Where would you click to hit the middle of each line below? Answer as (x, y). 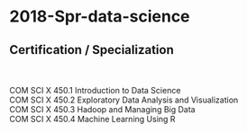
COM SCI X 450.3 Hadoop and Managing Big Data (102, 109)
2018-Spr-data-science (100, 17)
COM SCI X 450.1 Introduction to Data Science (95, 90)
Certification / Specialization (91, 50)
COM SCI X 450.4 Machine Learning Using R (92, 119)
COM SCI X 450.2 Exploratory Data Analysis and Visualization (124, 100)
